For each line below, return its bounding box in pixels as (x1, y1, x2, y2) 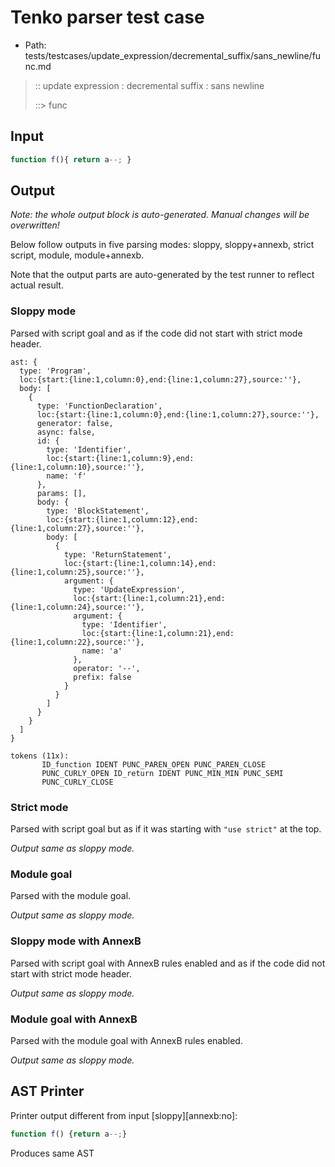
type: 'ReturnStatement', (63, 549, 172, 560)
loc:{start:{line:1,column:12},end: (46, 514, 199, 525)
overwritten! (10, 219, 60, 231)
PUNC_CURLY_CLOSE (41, 777, 114, 787)
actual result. (10, 279, 64, 291)
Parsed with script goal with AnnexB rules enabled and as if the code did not (10, 957, 326, 969)
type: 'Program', (19, 366, 92, 376)
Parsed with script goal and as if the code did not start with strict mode (10, 327, 303, 339)
